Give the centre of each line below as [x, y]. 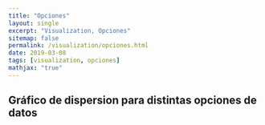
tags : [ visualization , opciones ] [64, 61]
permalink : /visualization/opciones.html [79, 46]
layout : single [34, 23]
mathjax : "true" [35, 68]
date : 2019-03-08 [37, 53]
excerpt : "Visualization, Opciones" [69, 30]
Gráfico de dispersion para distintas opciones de [132, 101]
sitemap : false [34, 38]
